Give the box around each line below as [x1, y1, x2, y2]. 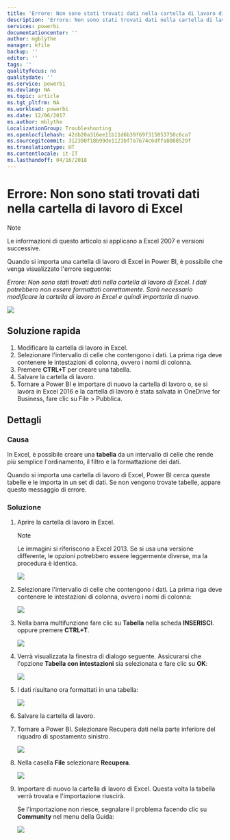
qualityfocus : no [7, 67, 57, 74]
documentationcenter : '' [7, 29, 78, 36]
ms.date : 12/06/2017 [7, 112, 66, 119]
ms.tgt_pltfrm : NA [7, 99, 60, 106]
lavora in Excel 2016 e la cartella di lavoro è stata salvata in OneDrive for [16, 387, 220, 395]
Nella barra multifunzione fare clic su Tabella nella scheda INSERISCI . [16, 619, 214, 627]
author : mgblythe [7, 36, 57, 43]
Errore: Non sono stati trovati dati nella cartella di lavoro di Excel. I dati [7, 278, 207, 286]
